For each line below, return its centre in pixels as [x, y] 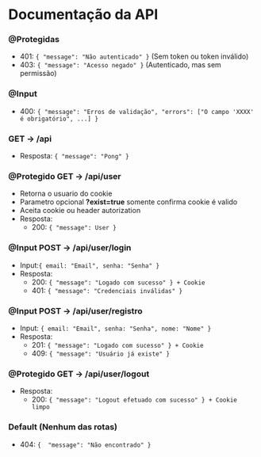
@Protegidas [34, 40]
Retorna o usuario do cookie [66, 194]
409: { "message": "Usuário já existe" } [101, 353]
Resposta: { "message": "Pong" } [74, 156]
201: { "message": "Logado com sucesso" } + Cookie [117, 345]
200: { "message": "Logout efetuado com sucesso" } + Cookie [134, 400]
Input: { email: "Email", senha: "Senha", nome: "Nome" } [115, 328]
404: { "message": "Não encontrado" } [85, 444]
